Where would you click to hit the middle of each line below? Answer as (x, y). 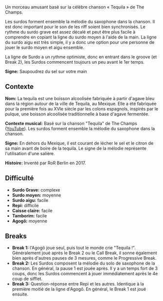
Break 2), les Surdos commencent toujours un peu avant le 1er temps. (75, 62)
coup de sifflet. (27, 279)
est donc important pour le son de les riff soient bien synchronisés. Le (75, 27)
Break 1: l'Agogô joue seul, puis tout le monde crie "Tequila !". (74, 248)
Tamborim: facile (29, 215)
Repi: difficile (25, 205)
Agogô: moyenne (30, 221)
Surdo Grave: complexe (36, 190)
